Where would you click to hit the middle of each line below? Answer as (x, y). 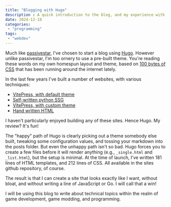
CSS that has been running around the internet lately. (61, 69)
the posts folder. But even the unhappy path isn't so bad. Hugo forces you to (85, 146)
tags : (11, 34)
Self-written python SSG (38, 99)
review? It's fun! (22, 126)
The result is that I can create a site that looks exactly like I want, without (81, 178)
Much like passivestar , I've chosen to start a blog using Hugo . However (80, 53)
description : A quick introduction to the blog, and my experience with (85, 15)
